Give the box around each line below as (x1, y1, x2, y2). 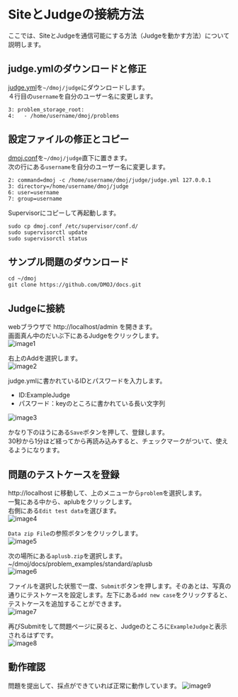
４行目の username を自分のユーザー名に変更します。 (8, 91, 157, 100)
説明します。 (8, 40, 45, 48)
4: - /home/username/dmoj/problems (8, 112, 120, 119)
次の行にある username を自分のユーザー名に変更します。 (8, 162, 169, 171)
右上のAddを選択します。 (8, 354, 82, 362)
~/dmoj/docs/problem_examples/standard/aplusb (8, 559, 153, 568)
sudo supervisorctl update (8, 228, 88, 236)
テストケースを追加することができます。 (8, 600, 125, 608)
